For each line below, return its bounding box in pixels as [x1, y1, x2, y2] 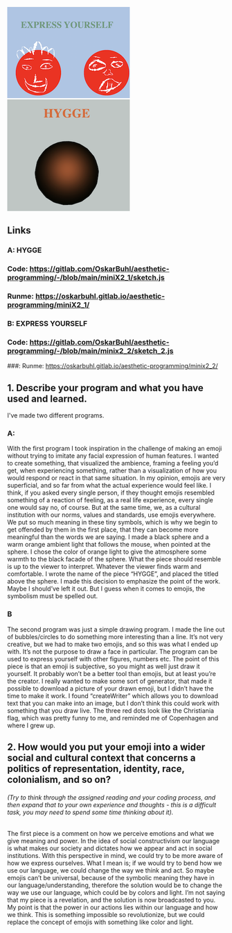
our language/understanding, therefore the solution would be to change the [7, 881, 223, 889]
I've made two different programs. [7, 411, 105, 420]
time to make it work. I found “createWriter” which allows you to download [7, 691, 218, 700]
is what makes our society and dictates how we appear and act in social [7, 844, 213, 852]
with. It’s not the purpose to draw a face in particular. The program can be [7, 647, 218, 656]
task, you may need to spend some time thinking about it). [7, 808, 174, 816]
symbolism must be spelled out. [7, 592, 98, 600]
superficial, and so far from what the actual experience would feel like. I [7, 481, 212, 490]
